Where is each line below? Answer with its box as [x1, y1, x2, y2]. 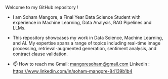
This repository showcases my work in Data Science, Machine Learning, [12, 35, 163, 41]
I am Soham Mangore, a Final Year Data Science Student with [12, 14, 141, 20]
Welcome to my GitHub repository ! [5, 5, 78, 10]
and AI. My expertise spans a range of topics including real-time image [12, 40, 161, 46]
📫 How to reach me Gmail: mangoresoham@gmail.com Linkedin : [12, 61, 150, 67]
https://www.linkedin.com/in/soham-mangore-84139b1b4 [12, 68, 133, 74]
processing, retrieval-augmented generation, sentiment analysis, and [12, 46, 157, 51]
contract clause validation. [12, 51, 68, 57]
